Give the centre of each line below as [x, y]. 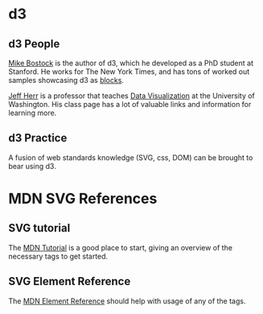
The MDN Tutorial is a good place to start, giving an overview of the [121, 247]
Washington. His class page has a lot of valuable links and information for [130, 104]
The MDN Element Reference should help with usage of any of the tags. [127, 301]
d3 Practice [38, 138]
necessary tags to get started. [58, 256]
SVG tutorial [39, 228]
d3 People [34, 44]
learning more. [33, 113]
